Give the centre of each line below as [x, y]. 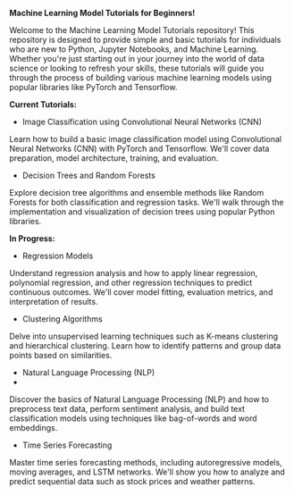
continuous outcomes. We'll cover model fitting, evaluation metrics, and [141, 292]
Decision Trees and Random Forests [89, 175]
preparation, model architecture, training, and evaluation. [114, 158]
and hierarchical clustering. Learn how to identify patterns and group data [145, 346]
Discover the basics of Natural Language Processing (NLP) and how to [139, 399]
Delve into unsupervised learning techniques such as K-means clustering [144, 336]
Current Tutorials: [43, 105]
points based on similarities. [61, 355]
